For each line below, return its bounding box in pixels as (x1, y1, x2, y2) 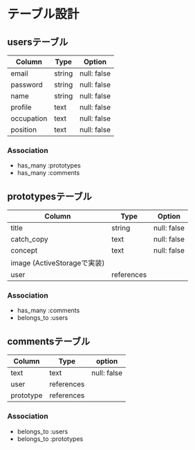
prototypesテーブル (7, 190, 92, 202)
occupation (10, 114, 48, 123)
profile (10, 102, 32, 111)
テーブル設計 (7, 6, 80, 22)
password (10, 80, 43, 89)
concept (10, 246, 38, 255)
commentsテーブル (7, 335, 91, 347)
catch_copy (10, 235, 48, 244)
